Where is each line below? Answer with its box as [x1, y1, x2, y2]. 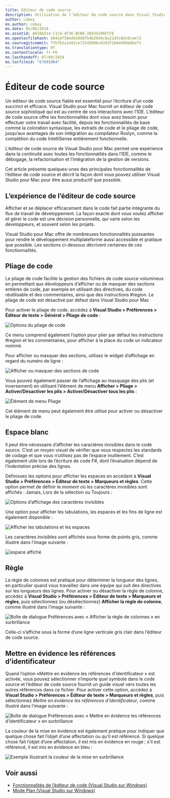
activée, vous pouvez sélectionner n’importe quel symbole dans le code [5, 676, 155, 682]
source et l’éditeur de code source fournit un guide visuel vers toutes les [5, 681, 156, 687]
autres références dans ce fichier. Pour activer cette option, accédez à [5, 687, 152, 693]
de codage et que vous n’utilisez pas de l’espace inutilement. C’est [5, 452, 144, 458]
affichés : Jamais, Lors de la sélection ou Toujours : [5, 489, 112, 495]
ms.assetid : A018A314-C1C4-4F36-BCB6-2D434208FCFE [5, 31, 114, 36]
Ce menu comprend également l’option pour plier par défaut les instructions [5, 332, 163, 338]
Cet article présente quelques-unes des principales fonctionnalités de [5, 166, 151, 172]
